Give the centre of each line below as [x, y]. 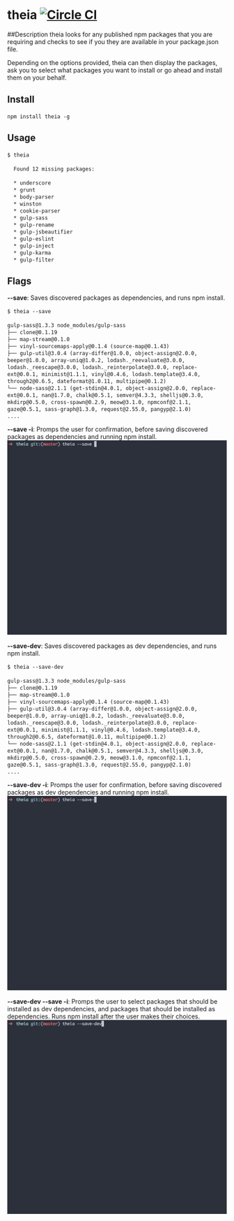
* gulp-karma [32, 253]
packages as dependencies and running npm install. [82, 437]
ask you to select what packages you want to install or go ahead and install [115, 70]
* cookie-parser [37, 211]
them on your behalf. [37, 78]
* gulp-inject [34, 246]
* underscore [32, 183]
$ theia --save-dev [36, 667]
